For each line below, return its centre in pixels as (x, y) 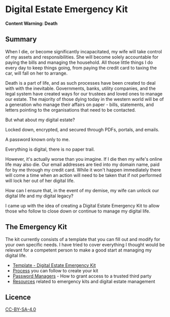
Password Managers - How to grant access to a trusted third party (82, 276)
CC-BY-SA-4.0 (21, 309)
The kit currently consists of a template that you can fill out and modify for (83, 239)
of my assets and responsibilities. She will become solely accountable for (82, 57)
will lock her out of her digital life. (40, 181)
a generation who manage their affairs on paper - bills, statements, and (79, 104)
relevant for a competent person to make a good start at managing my (79, 250)
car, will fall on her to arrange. (37, 73)
